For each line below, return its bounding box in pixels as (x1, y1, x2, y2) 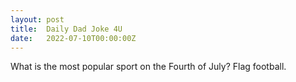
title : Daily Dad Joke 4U (10, 24, 123, 34)
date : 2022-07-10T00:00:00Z (10, 33, 137, 43)
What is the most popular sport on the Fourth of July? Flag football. (10, 61, 287, 73)
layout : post (10, 14, 65, 25)
